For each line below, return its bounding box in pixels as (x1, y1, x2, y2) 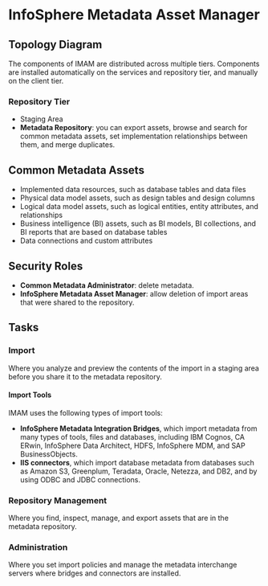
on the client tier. (8, 76, 64, 85)
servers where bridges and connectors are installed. (8, 568, 181, 578)
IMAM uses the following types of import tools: (8, 408, 163, 417)
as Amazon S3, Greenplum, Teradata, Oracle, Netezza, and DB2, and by (19, 466, 258, 476)
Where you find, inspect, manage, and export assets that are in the (8, 513, 229, 523)
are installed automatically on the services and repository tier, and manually (8, 68, 258, 77)
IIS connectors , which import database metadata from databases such (19, 457, 255, 467)
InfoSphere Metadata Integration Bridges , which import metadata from (19, 424, 258, 433)
